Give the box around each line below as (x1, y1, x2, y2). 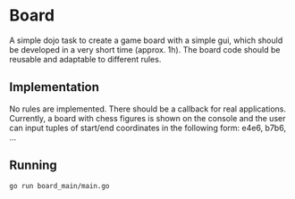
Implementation (9, 79, 100, 95)
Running (9, 158, 58, 173)
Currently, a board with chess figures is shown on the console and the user (9, 112, 286, 123)
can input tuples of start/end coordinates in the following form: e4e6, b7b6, (9, 122, 286, 133)
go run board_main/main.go (9, 181, 110, 190)
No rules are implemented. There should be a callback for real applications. (9, 104, 286, 114)
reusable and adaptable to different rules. (9, 54, 162, 64)
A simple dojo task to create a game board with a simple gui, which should (9, 35, 283, 46)
